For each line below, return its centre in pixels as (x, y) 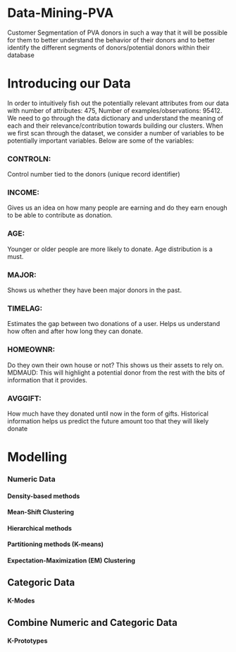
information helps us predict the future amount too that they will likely (108, 421)
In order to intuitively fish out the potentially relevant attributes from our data (118, 103)
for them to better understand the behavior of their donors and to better (111, 40)
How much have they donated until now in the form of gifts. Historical (108, 413)
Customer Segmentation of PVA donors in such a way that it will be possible (117, 32)
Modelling (37, 457)
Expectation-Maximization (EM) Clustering (72, 561)
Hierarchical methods (40, 528)
